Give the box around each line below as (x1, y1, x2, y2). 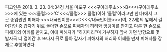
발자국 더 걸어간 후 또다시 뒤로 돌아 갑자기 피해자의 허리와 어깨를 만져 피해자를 (5, 35, 157, 41)
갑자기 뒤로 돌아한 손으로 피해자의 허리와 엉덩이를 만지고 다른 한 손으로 (23, 23, 161, 29)
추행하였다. (14, 42, 36, 47)
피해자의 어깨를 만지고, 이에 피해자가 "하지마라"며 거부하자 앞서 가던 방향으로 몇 (5, 29, 160, 35)
